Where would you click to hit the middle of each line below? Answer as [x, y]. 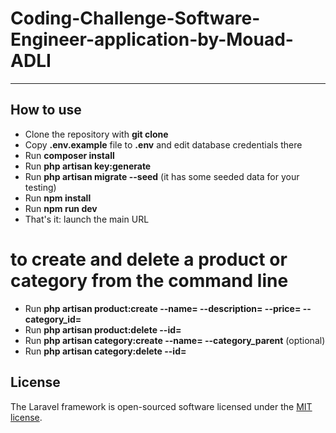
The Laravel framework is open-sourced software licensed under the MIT [161, 406]
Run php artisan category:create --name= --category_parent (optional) [175, 340]
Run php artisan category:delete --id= [105, 351]
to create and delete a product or [149, 259]
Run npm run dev [61, 208]
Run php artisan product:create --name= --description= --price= [163, 308]
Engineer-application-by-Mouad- [152, 39]
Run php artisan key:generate [88, 166]
